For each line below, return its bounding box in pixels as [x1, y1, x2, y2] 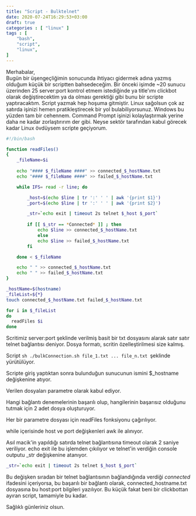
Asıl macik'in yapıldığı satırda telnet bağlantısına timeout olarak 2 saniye [6, 439, 179, 446]
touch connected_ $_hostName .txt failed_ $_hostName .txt [6, 297, 143, 303]
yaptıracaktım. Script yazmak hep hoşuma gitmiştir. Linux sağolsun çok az [6, 99, 185, 106]
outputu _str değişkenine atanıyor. [6, 451, 88, 459]
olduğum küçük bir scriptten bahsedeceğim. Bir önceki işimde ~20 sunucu [6, 80, 185, 88]
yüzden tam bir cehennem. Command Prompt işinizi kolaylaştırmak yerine [6, 112, 184, 119]
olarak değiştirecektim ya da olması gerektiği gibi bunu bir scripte [6, 93, 164, 100]
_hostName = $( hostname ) [6, 286, 61, 292]
